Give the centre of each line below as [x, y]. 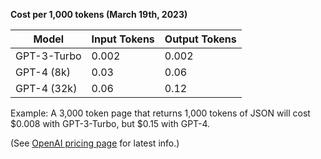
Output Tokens [200, 39]
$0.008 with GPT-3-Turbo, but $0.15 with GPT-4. [110, 123]
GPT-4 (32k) [46, 88]
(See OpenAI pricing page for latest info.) [95, 143]
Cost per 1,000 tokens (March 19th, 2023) [99, 14]
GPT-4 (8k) [43, 72]
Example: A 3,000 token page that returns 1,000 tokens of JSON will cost [160, 113]
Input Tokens [123, 39]
